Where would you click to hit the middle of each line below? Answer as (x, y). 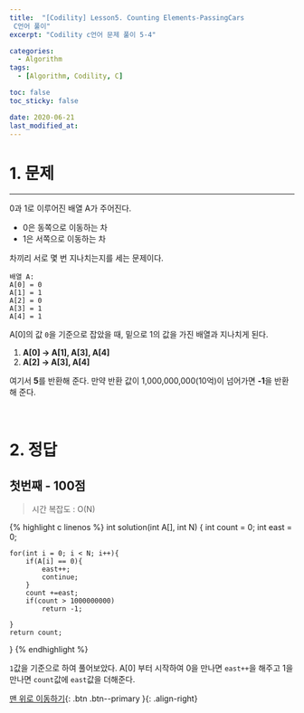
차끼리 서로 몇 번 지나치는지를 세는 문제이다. (87, 258)
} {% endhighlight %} (49, 650)
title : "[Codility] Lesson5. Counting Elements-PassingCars (127, 18)
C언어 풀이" (32, 26)
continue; (60, 577)
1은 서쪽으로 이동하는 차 (64, 239)
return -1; (62, 609)
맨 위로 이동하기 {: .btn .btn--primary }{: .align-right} (104, 699)
